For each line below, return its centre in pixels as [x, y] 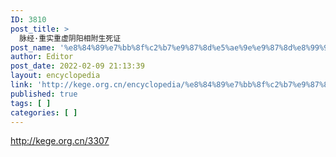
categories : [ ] [44, 112]
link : [21, 85]
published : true [44, 94]
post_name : [33, 47]
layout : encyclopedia [55, 76]
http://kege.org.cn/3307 [60, 141]
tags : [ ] [31, 103]
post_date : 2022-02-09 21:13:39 [77, 66]
